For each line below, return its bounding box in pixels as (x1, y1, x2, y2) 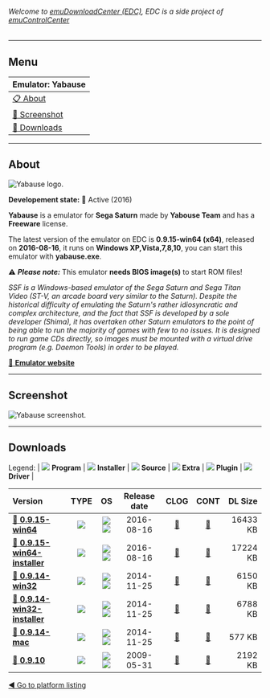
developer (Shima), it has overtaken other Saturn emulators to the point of (8, 316, 255, 326)
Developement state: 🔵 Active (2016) (8, 194, 133, 204)
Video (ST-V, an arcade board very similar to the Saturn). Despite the (8, 291, 238, 300)
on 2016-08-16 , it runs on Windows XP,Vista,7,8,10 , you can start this (8, 243, 243, 252)
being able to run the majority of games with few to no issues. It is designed (8, 325, 260, 335)
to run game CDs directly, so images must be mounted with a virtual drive (8, 333, 253, 343)
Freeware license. (8, 218, 68, 228)
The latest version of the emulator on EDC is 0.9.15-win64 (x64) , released (8, 234, 255, 244)
